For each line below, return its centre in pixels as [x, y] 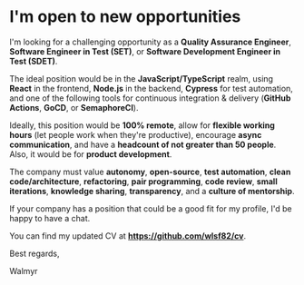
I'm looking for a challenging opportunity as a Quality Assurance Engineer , [151, 42]
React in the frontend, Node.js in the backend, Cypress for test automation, [151, 88]
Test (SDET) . [34, 61]
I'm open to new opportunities [125, 17]
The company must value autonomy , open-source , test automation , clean [150, 172]
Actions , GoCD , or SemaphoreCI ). [74, 107]
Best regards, [34, 253]
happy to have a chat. [50, 218]
